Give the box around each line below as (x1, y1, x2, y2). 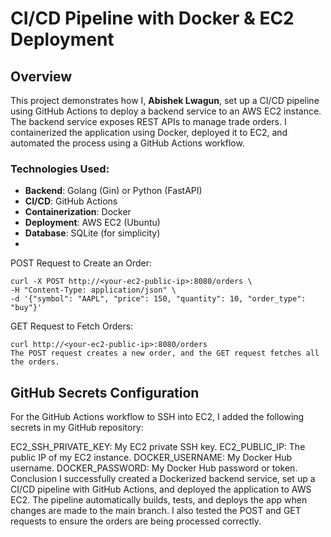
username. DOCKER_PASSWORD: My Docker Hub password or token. (10, 462, 298, 474)
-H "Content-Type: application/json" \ (10, 285, 177, 296)
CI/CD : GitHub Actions (24, 195, 118, 207)
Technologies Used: (10, 162, 110, 176)
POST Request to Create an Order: (10, 257, 153, 269)
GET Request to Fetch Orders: (10, 320, 134, 332)
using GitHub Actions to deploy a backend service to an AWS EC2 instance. (10, 105, 322, 117)
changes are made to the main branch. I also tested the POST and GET (10, 505, 302, 517)
